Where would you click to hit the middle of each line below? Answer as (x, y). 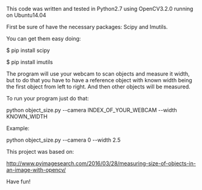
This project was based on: (40, 152)
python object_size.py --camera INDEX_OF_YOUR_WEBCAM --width (92, 110)
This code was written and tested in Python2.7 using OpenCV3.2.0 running (100, 9)
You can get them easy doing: (44, 38)
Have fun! (19, 182)
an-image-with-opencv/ (36, 170)
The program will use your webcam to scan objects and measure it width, (98, 74)
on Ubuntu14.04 (26, 15)
